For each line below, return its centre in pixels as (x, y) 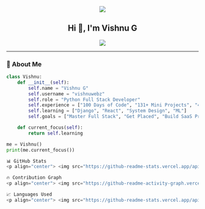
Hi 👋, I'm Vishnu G (103, 28)
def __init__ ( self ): (43, 82)
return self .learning (56, 133)
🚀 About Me (24, 64)
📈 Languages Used (29, 195)
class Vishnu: (24, 77)
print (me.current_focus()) (41, 150)
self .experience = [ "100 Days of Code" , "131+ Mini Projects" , (110, 105)
